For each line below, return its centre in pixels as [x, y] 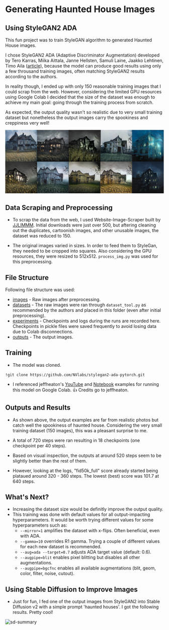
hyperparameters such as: [40, 525]
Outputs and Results [38, 408]
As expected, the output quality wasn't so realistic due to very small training [84, 112]
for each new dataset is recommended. [61, 547]
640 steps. [24, 481]
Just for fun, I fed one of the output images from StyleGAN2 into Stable [86, 602]
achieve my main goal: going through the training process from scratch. [79, 102]
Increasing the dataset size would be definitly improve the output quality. [88, 509]
